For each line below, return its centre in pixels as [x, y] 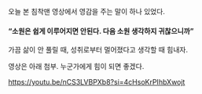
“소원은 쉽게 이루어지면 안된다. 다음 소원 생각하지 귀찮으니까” [101, 31]
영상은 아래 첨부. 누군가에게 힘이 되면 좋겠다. [76, 67]
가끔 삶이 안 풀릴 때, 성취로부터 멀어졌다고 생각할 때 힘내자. [98, 50]
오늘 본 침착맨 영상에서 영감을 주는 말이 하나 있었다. [86, 11]
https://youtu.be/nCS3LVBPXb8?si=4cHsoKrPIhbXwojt [97, 82]
